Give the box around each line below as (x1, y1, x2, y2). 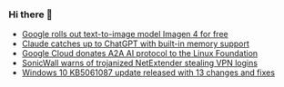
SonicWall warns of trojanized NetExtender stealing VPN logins (21, 58, 259, 69)
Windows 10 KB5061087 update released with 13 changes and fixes (21, 67, 275, 78)
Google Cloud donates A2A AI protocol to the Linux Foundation (21, 48, 259, 59)
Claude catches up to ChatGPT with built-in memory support (21, 38, 249, 49)
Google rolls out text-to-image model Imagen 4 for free (21, 29, 228, 40)
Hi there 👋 (8, 8, 54, 21)
